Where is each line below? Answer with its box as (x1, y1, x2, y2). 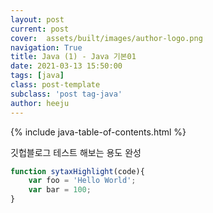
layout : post (10, 14, 65, 25)
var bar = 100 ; (28, 185, 92, 195)
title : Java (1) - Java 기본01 (10, 52, 137, 62)
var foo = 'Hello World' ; (28, 176, 137, 186)
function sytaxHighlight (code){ (10, 166, 145, 176)
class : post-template (10, 80, 101, 90)
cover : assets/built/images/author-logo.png (10, 33, 203, 43)
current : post (10, 24, 70, 34)
